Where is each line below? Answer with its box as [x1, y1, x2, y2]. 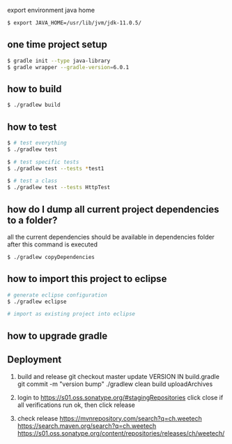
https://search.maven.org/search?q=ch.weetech [17, 422, 157, 430]
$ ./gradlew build [7, 101, 61, 109]
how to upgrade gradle [7, 330, 108, 341]
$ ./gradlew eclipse [7, 298, 68, 305]
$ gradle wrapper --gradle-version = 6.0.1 [7, 64, 130, 71]
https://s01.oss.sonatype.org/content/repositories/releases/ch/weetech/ [17, 429, 225, 437]
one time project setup [7, 38, 108, 51]
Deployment [7, 354, 62, 366]
